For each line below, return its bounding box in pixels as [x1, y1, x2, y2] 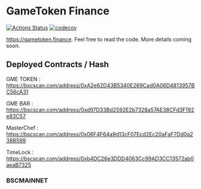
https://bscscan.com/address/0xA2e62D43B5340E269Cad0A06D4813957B [6, 82, 195, 89]
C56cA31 [6, 88, 29, 95]
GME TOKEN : [6, 75, 41, 82]
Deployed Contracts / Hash [6, 59, 109, 70]
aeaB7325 [6, 161, 32, 169]
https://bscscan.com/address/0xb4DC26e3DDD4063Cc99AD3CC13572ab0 [6, 155, 194, 162]
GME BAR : [6, 100, 33, 107]
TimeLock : [6, 148, 34, 155]
